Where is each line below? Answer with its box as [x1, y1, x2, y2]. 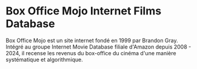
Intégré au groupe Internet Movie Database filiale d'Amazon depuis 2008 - [5, 43, 192, 50]
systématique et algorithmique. [5, 56, 83, 63]
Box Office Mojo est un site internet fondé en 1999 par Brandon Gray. [5, 37, 178, 44]
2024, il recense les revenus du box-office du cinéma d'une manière [5, 49, 176, 56]
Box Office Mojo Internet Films [5, 4, 162, 18]
